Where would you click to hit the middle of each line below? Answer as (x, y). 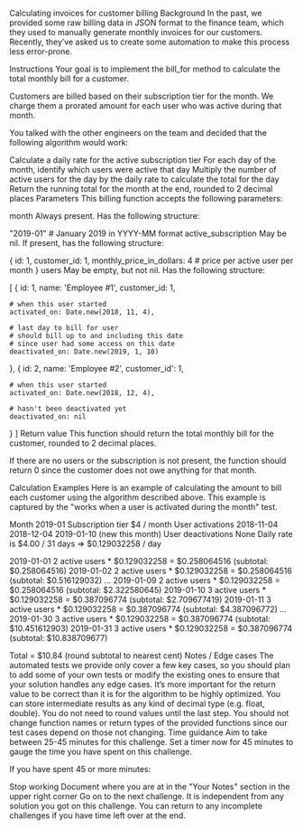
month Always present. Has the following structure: (105, 216)
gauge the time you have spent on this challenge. (101, 751)
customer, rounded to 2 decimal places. (83, 443)
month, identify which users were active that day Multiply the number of (143, 170)
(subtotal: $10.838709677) (59, 638)
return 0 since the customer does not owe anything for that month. (133, 470)
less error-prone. (41, 52)
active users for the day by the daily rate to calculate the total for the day (144, 179)
